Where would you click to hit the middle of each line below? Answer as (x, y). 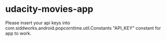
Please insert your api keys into (38, 23)
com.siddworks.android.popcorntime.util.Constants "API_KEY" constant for (83, 28)
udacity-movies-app (49, 9)
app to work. (18, 33)
